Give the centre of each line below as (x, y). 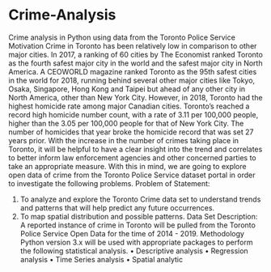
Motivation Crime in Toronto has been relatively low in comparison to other (133, 45)
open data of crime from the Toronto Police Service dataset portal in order (132, 175)
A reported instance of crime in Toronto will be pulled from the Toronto (138, 225)
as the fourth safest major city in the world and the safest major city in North (135, 63)
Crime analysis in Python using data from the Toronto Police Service (122, 37)
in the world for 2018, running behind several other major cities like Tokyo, (132, 80)
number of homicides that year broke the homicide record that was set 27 (131, 132)
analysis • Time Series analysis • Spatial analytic (102, 259)
